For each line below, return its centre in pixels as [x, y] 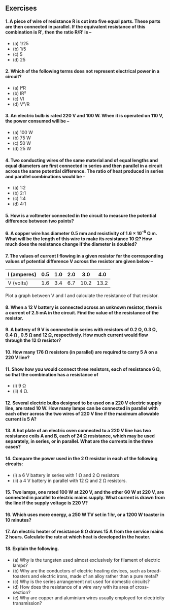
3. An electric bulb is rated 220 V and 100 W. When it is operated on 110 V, [84, 116]
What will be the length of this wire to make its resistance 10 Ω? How [79, 239]
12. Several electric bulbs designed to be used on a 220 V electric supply [83, 403]
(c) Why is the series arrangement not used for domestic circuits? [81, 582]
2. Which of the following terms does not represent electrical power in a [82, 71]
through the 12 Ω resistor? [33, 340]
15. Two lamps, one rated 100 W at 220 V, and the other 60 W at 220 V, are [85, 492]
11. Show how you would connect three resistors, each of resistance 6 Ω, [83, 369]
